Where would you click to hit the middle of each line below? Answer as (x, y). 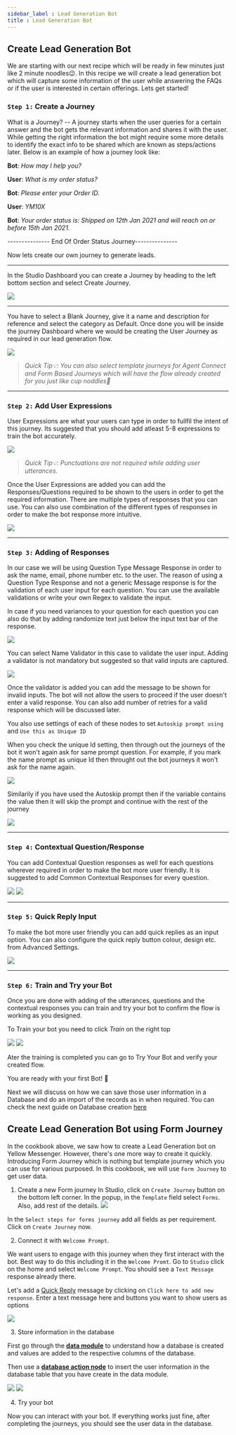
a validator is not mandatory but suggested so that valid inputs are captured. (118, 661)
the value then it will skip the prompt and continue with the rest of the (108, 802)
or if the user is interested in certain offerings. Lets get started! (98, 88)
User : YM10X (26, 206)
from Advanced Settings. (43, 947)
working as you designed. (45, 1016)
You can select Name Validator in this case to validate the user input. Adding (118, 653)
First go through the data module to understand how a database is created (116, 1346)
